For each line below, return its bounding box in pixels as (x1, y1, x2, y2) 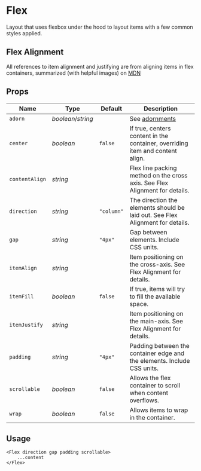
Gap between (129, 228, 167, 236)
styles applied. (6, 29, 42, 36)
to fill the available (129, 292, 181, 301)
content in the (129, 131, 169, 140)
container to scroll (129, 381, 181, 389)
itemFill (9, 293, 34, 299)
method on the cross (129, 171, 188, 179)
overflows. (129, 396, 160, 404)
